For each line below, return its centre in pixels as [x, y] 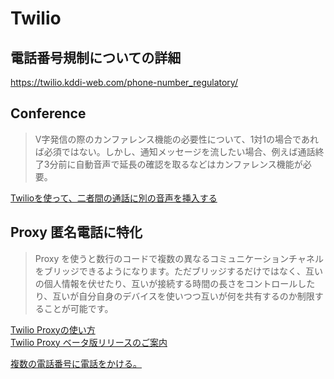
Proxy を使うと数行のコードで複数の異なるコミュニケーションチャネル [179, 258]
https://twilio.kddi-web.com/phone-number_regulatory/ [124, 82]
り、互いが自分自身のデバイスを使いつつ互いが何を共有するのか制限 [174, 296]
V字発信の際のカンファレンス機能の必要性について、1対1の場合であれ [176, 139]
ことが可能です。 [78, 308]
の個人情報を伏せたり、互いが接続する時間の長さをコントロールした [175, 283]
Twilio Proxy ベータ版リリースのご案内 [89, 342]
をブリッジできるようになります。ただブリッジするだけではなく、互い [179, 271]
